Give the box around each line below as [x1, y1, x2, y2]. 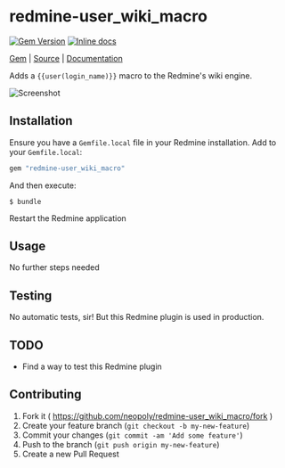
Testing [9, 288, 53, 303]
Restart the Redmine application [9, 212, 126, 224]
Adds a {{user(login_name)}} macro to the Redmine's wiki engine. [9, 70, 252, 81]
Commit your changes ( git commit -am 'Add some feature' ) [21, 430, 243, 440]
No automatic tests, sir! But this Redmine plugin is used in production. [9, 312, 265, 323]
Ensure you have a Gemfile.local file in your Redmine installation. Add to [9, 136, 277, 148]
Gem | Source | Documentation [9, 53, 123, 63]
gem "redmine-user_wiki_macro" [9, 163, 126, 173]
